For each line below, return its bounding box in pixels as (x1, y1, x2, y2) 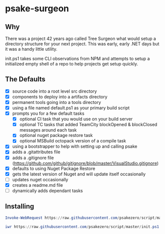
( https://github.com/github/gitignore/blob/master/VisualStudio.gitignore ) (12, 160, 159, 166)
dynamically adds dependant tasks (12, 188, 83, 194)
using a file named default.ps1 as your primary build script (12, 105, 130, 111)
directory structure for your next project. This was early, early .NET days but (5, 41, 160, 47)
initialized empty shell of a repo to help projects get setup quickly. (5, 61, 138, 67)
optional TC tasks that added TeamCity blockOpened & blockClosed (19, 122, 158, 128)
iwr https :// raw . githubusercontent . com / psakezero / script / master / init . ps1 (5, 224, 160, 229)
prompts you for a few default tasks (12, 110, 84, 116)
